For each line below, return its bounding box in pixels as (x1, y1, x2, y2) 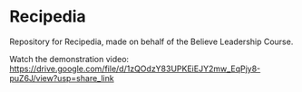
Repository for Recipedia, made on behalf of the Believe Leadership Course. (9, 36, 294, 47)
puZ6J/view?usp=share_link (9, 72, 115, 83)
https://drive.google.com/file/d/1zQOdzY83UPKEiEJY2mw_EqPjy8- (9, 63, 261, 74)
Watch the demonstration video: (9, 53, 130, 64)
